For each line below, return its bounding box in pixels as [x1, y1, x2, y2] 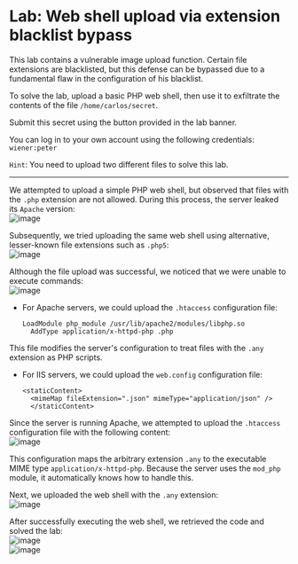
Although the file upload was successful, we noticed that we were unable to [9, 266, 286, 277]
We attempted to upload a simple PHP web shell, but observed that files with [9, 184, 289, 195]
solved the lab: [9, 525, 64, 536]
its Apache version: [9, 203, 75, 214]
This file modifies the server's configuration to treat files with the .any [9, 342, 264, 353]
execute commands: [9, 275, 84, 286]
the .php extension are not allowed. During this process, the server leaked [9, 193, 279, 205]
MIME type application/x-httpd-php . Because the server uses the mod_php [9, 463, 281, 474]
